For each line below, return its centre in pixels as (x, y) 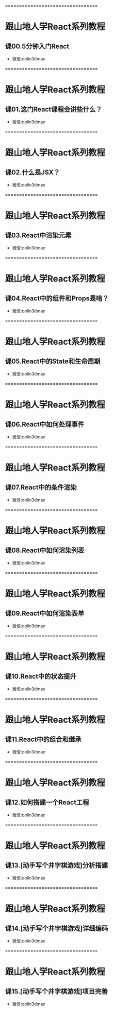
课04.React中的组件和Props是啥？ (57, 298)
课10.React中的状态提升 (41, 676)
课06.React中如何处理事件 (45, 424)
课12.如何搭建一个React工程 (47, 802)
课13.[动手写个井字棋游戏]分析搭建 (56, 865)
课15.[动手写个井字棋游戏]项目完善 (56, 991)
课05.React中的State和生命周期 (53, 361)
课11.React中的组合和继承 (43, 739)
